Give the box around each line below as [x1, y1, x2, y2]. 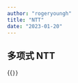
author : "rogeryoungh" [7, 10, 72, 17]
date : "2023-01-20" [7, 23, 63, 29]
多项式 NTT [7, 49, 56, 62]
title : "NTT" [7, 16, 44, 23]
